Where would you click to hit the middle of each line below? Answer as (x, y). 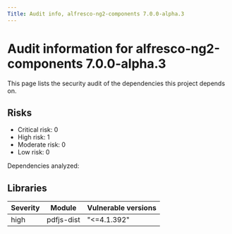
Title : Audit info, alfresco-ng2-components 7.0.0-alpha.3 (96, 14)
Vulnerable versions (122, 208)
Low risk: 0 (33, 152)
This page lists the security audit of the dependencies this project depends (116, 83)
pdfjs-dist (63, 220)
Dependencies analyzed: (43, 166)
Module (63, 208)
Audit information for (70, 48)
